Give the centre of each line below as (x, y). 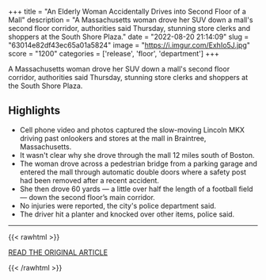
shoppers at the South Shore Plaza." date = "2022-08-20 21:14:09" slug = (129, 36)
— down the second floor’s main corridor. (87, 197)
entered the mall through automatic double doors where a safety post (133, 172)
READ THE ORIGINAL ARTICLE (58, 252)
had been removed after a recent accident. (89, 180)
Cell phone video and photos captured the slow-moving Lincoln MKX (132, 129)
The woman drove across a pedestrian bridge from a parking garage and (138, 163)
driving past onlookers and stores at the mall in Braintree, (113, 138)
